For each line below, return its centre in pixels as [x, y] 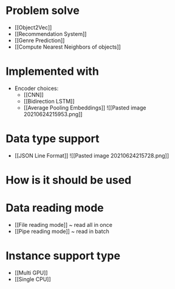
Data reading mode [55, 208]
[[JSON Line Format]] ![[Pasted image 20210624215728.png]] [92, 155]
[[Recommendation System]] [50, 33]
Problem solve [43, 11]
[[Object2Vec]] [33, 27]
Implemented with [53, 71]
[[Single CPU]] [33, 279]
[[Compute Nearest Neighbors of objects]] [67, 47]
